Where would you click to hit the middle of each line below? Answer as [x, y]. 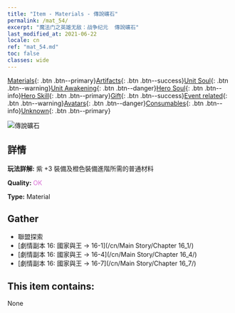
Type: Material [29, 196]
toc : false [23, 54]
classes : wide [28, 60]
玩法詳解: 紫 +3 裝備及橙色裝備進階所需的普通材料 [81, 169]
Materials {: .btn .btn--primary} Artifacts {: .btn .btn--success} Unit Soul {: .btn [118, 80]
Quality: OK [25, 183]
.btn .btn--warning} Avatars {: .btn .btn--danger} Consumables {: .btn [106, 103]
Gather [23, 219]
